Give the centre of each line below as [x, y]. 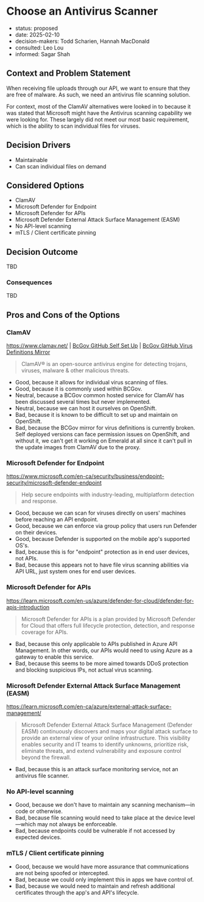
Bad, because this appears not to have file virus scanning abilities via [102, 565]
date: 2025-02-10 [37, 34]
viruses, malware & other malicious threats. [75, 370]
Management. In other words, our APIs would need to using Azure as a [104, 650]
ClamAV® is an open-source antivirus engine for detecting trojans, [104, 364]
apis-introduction [28, 607]
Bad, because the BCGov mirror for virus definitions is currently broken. [105, 428]
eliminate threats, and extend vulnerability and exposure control [101, 751]
